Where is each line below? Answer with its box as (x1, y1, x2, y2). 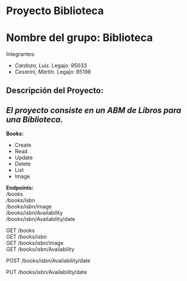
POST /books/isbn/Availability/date (6, 257, 91, 265)
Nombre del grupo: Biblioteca (6, 31, 153, 45)
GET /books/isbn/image (6, 240, 64, 247)
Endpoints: (6, 184, 34, 191)
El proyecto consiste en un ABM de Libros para (6, 105, 182, 115)
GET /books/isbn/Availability (6, 246, 75, 253)
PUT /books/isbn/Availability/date (6, 269, 87, 276)
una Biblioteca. (6, 114, 63, 124)
